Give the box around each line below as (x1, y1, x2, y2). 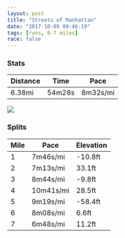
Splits (7, 122, 27, 132)
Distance (10, 77, 41, 86)
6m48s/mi (32, 219, 65, 228)
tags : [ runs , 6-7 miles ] (7, 29, 78, 37)
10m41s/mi (32, 186, 70, 195)
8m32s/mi (81, 88, 115, 97)
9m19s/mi (32, 197, 65, 206)
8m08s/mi (32, 208, 65, 217)
